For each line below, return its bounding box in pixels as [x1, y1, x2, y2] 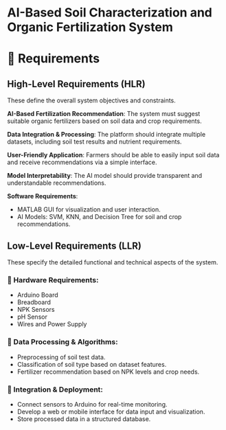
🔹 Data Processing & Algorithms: [7, 337, 118, 347]
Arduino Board [16, 291, 58, 299]
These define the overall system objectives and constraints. [7, 96, 177, 104]
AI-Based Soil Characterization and [7, 5, 213, 21]
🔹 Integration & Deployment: [7, 385, 103, 394]
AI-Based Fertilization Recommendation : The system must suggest [7, 110, 201, 118]
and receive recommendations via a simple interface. [7, 158, 157, 166]
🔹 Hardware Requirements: [7, 275, 99, 284]
